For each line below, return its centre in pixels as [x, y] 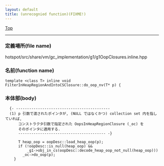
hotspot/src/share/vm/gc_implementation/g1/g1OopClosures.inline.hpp [76, 57]
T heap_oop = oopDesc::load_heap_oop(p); [61, 142]
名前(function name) [30, 70]
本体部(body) [21, 98]
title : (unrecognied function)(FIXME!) [46, 14]
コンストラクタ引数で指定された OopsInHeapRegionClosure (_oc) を [81, 124]
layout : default [21, 9]
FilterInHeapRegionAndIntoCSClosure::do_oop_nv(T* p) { [63, 85]
